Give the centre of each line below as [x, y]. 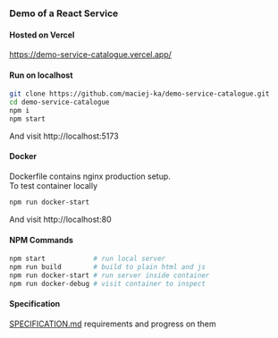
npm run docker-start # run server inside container [110, 275]
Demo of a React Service [64, 13]
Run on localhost [41, 75]
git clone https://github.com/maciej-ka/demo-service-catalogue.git [139, 94]
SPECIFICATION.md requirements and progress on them [113, 324]
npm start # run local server [88, 259]
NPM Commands [42, 240]
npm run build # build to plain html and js [107, 266]
